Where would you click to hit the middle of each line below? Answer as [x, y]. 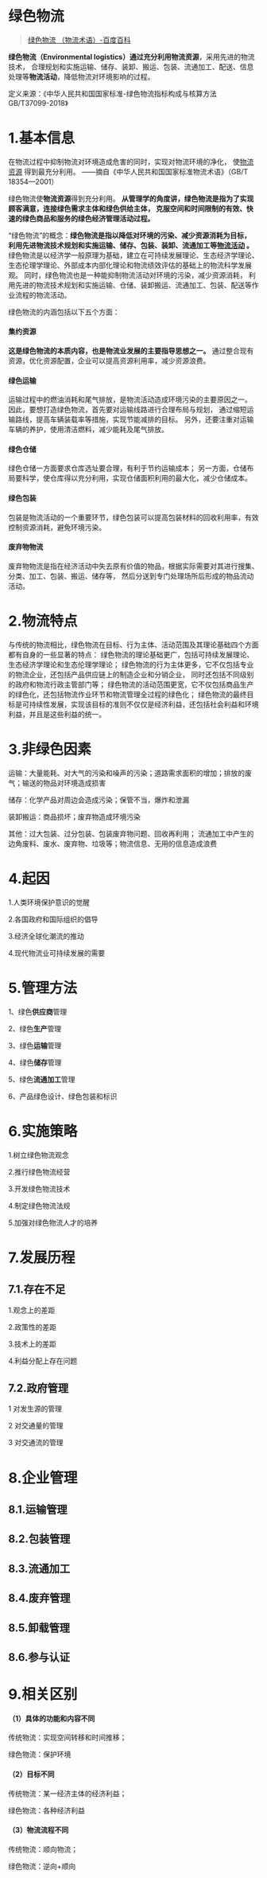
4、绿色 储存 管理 [35, 1062]
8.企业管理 [43, 1478]
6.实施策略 [43, 1131]
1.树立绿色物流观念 [39, 1155]
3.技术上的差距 [33, 1344]
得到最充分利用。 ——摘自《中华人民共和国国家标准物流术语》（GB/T [136, 171]
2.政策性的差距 [33, 1327]
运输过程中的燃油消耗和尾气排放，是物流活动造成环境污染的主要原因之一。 [130, 399]
